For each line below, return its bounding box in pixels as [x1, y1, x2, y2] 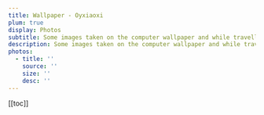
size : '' [22, 70, 51, 77]
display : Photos [8, 26, 61, 34]
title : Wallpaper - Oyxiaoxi [8, 11, 104, 20]
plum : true [8, 19, 44, 27]
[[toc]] [8, 99, 29, 108]
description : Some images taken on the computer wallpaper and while [8, 41, 241, 49]
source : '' [22, 63, 58, 70]
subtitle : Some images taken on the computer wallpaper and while [8, 33, 230, 41]
